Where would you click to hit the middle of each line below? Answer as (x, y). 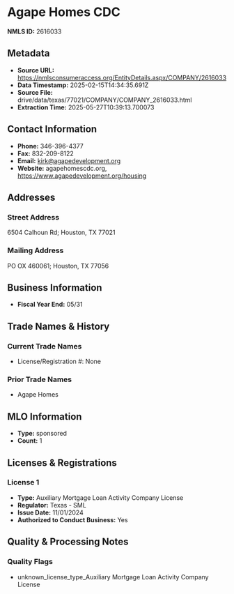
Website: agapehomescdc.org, (62, 168)
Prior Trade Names (40, 379)
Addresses (31, 197)
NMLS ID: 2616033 (34, 31)
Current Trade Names (45, 346)
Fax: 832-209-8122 (46, 153)
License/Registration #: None (59, 361)
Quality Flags (30, 562)
